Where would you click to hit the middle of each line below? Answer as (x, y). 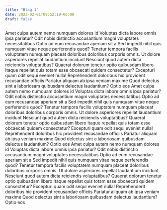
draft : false (19, 19)
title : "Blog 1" (22, 10)
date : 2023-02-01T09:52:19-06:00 (40, 14)
